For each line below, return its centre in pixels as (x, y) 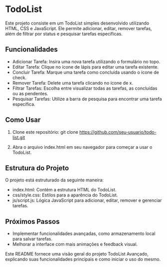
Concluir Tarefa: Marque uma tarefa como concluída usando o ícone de (86, 72)
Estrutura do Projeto (37, 168)
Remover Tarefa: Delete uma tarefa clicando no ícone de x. (73, 83)
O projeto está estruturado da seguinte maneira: (54, 180)
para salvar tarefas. (32, 239)
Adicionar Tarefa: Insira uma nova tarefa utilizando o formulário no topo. (86, 62)
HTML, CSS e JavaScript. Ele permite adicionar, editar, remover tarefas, (79, 28)
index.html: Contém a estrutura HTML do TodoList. (64, 190)
